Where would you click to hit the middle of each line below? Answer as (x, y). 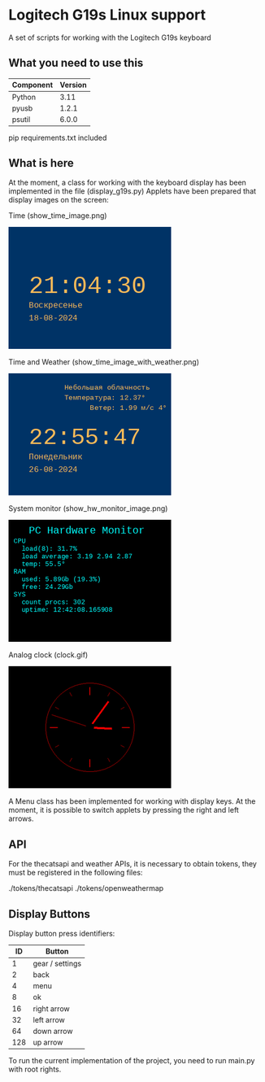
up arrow (48, 1042)
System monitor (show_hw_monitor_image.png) (88, 508)
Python (24, 97)
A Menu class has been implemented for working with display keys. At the (132, 801)
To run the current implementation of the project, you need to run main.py (132, 1060)
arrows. (21, 818)
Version (73, 85)
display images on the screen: (59, 200)
